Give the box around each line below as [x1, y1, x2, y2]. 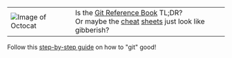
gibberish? [75, 26, 110, 35]
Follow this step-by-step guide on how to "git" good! [7, 43, 157, 51]
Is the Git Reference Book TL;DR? [75, 8, 183, 17]
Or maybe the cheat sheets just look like [75, 17, 205, 26]
